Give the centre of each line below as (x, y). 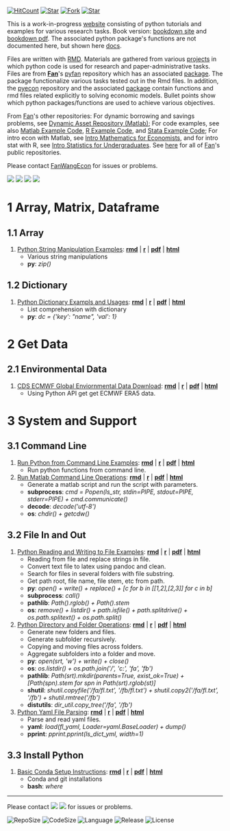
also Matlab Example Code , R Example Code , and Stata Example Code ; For (112, 131)
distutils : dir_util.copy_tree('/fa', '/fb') (80, 704)
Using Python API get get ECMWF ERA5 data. (91, 393)
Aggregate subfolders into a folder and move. (91, 653)
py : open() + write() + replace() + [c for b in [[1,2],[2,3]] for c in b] (120, 588)
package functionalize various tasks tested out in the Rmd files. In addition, (113, 81)
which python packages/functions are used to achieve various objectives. (111, 103)
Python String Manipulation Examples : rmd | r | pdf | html (98, 249)
